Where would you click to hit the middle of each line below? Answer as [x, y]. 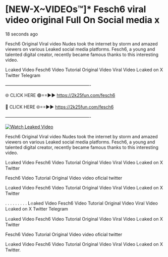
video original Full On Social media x [82, 20]
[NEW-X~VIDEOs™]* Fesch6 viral [76, 9]
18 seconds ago [22, 34]
